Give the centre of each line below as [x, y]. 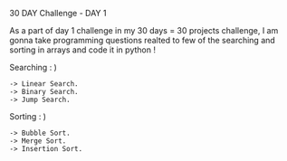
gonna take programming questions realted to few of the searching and [143, 40]
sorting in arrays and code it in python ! [83, 50]
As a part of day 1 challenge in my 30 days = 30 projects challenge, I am [144, 30]
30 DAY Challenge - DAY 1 [58, 13]
